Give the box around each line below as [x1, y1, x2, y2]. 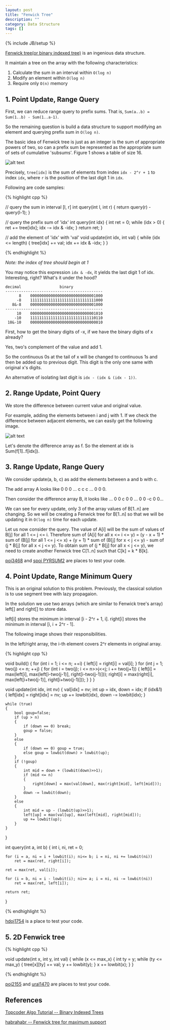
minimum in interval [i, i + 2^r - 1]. [5, 621, 75, 627]
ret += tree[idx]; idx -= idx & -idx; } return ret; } [5, 224, 103, 230]
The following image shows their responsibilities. [5, 631, 107, 637]
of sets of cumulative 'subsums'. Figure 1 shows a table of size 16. [5, 149, 143, 155]
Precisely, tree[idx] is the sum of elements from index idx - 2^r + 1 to [5, 169, 155, 175]
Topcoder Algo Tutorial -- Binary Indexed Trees [5, 1009, 104, 1015]
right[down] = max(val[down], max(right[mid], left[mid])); [32, 781, 162, 786]
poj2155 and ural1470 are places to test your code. [5, 981, 111, 987]
